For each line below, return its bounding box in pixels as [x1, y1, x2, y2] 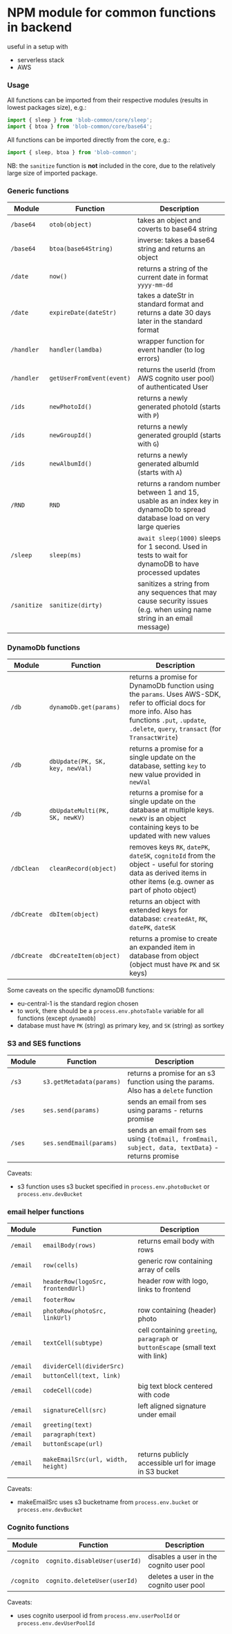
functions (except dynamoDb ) [17, 1014, 97, 1023]
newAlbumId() [49, 460, 92, 468]
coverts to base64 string [137, 224, 217, 234]
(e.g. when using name [137, 605, 212, 615]
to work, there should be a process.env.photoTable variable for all [17, 1007, 204, 1015]
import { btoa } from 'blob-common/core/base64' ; [7, 123, 153, 131]
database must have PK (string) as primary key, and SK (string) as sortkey [17, 1021, 224, 1030]
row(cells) [42, 1262, 79, 1269]
